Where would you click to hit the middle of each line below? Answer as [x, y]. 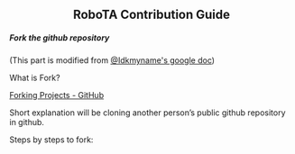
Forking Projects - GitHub [57, 95]
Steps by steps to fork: [51, 140]
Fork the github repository [60, 37]
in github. [27, 122]
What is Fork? [35, 78]
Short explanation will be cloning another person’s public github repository [147, 113]
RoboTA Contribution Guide [152, 15]
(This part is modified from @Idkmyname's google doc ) [112, 60]
